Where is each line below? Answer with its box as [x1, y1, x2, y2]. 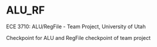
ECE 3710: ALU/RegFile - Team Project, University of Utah [6, 23, 146, 30]
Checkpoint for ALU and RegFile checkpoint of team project [6, 34, 151, 41]
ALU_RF [6, 4, 45, 17]
